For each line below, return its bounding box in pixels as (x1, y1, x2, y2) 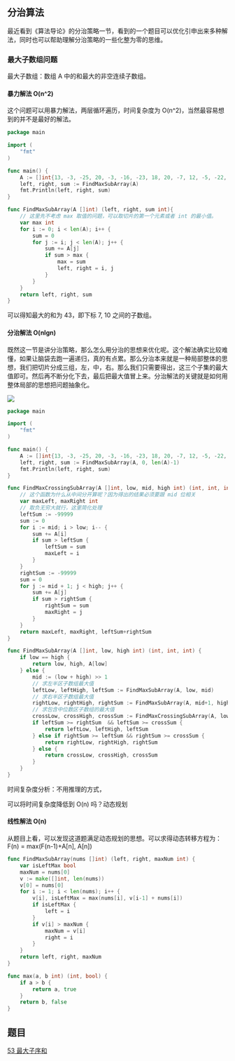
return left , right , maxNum (20, 954, 101, 961)
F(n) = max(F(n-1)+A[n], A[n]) (7, 842, 92, 850)
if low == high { (20, 654, 71, 661)
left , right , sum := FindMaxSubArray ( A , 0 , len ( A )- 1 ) (20, 459, 180, 466)
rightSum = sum (44, 602, 90, 609)
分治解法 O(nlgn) (7, 328, 56, 337)
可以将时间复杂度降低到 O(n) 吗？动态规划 (7, 799, 128, 808)
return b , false (20, 999, 68, 1006)
